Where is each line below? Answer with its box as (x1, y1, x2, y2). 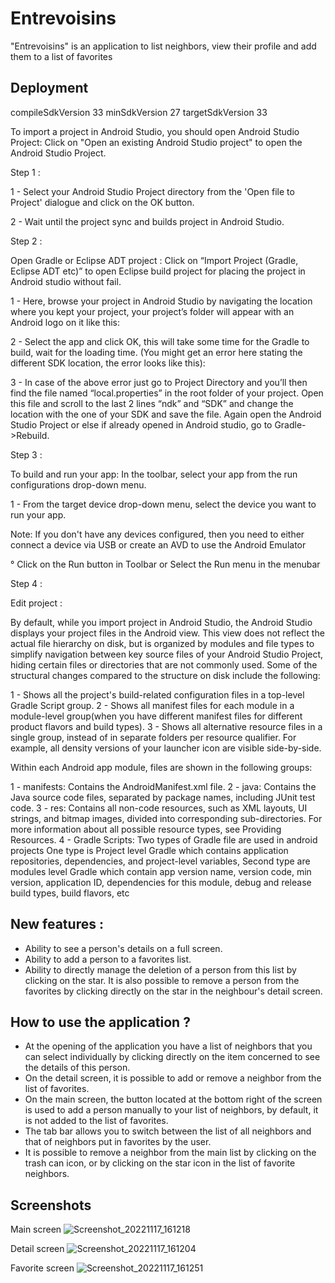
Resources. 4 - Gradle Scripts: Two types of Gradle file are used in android (10, 833, 318, 846)
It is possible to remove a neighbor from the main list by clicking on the (24, 1147, 317, 1159)
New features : (10, 916, 104, 933)
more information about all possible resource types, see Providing (10, 823, 282, 835)
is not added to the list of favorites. (24, 1115, 169, 1127)
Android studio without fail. (10, 275, 122, 287)
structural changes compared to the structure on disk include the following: (10, 669, 321, 681)
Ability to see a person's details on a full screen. (24, 942, 223, 954)
